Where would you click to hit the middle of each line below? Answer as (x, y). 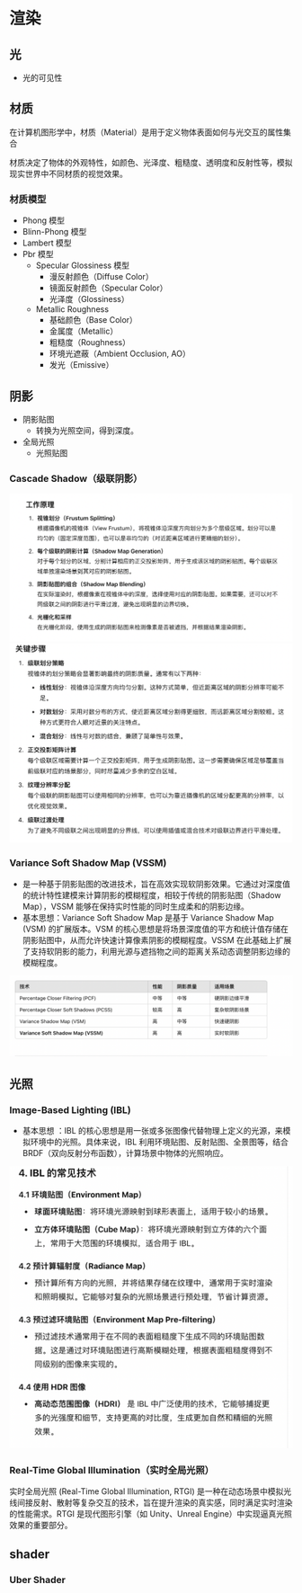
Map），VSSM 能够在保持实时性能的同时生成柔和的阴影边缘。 (136, 906)
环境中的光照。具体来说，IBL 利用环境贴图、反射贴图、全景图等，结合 (160, 1142)
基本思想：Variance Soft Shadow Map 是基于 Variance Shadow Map (148, 917)
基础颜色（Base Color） (93, 320)
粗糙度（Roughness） (89, 343)
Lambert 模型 (47, 243)
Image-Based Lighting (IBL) (71, 1109)
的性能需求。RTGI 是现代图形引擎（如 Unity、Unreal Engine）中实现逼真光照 (151, 1514)
